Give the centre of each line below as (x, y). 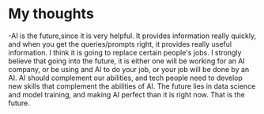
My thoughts (51, 14)
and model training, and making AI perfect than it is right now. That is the (126, 94)
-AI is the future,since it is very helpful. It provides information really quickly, (132, 36)
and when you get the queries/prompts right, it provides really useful (120, 44)
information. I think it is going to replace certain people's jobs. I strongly (125, 52)
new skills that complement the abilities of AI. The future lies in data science (132, 86)
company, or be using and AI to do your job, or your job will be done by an (129, 69)
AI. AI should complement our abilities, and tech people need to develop (126, 78)
